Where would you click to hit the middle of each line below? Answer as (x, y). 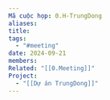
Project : (23, 76)
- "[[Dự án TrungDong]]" (57, 83)
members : (23, 61)
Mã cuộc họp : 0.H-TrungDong (55, 16)
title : (19, 31)
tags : (17, 38)
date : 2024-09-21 (37, 53)
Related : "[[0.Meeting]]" (51, 69)
